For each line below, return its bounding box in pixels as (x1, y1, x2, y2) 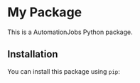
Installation (7, 48, 58, 60)
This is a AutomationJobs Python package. (7, 28, 133, 36)
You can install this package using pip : (7, 67, 121, 75)
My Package (7, 4, 82, 21)
